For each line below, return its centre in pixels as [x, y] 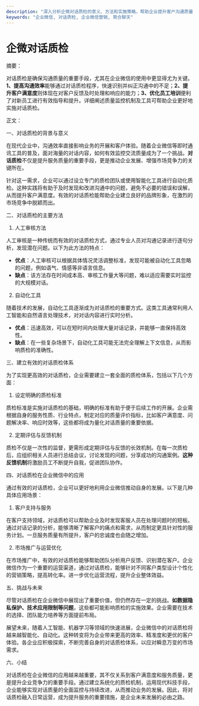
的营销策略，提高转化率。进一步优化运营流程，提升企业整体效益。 [86, 575]
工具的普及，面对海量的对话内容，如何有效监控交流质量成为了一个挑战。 [99, 153]
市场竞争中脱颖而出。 [32, 203]
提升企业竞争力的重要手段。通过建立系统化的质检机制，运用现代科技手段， [102, 682]
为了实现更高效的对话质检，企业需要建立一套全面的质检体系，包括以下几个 [97, 375]
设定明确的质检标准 [38, 395]
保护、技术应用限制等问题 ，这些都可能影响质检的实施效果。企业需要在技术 [102, 608]
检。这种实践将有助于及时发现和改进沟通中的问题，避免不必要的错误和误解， [99, 188]
